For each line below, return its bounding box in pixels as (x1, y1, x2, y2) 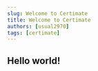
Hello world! (7, 54, 61, 66)
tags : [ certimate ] (7, 29, 60, 37)
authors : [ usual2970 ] (7, 23, 70, 30)
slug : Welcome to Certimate (7, 10, 88, 17)
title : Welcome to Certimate (7, 17, 91, 23)
